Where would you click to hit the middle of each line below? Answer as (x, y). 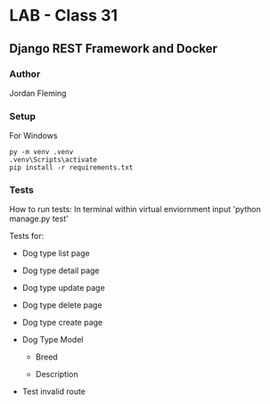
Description (57, 375)
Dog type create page (62, 323)
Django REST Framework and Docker (114, 49)
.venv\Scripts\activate (53, 160)
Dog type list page (56, 253)
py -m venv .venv (41, 153)
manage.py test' (39, 218)
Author (25, 74)
